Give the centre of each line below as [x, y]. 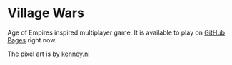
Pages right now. [32, 40]
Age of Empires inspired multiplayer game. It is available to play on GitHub [116, 32]
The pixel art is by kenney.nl [49, 54]
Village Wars [46, 13]
